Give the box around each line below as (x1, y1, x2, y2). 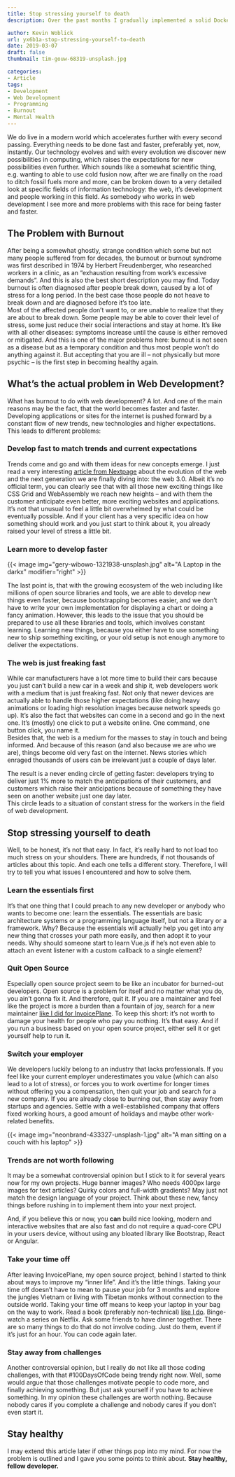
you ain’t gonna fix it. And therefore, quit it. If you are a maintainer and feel (7, 994, 222, 1002)
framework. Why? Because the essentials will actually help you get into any (7, 924, 224, 932)
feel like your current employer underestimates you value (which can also (7, 1072, 219, 1081)
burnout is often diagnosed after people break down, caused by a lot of (7, 283, 213, 291)
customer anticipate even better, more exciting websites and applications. (7, 497, 220, 505)
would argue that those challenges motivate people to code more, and (7, 1378, 210, 1387)
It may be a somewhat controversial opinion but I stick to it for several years (7, 1171, 225, 1180)
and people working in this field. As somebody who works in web (7, 192, 195, 200)
